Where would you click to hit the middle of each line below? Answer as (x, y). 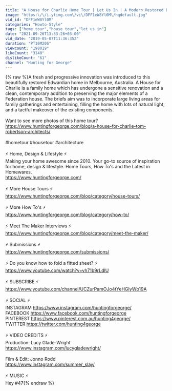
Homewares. (19, 172)
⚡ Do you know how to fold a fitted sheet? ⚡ (51, 263)
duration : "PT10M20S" (28, 44)
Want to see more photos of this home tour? (52, 121)
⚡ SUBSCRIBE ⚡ (22, 282)
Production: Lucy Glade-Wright (38, 343)
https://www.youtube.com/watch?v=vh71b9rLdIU (57, 270)
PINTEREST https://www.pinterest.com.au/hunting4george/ (68, 319)
